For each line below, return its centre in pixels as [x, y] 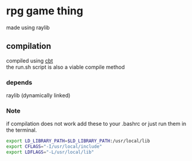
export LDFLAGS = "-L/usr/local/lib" [50, 152]
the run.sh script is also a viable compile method [65, 67]
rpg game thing [45, 11]
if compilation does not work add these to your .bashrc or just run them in [96, 124]
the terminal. [22, 130]
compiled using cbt [30, 60]
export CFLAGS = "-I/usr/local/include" [54, 147]
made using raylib [28, 27]
